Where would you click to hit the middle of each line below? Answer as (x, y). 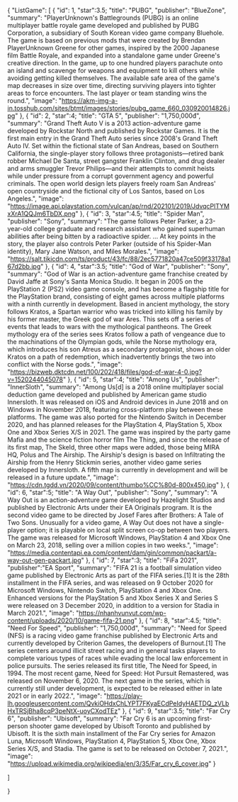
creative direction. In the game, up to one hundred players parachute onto (115, 63)
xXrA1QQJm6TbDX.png (41, 213)
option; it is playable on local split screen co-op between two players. (129, 530)
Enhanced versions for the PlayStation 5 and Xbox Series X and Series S (113, 598)
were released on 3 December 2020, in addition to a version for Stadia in (113, 605)
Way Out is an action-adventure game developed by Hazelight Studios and (116, 500)
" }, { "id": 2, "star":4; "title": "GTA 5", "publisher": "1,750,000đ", (108, 116)
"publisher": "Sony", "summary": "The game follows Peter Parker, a (106, 221)
